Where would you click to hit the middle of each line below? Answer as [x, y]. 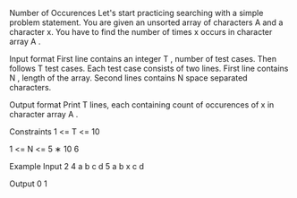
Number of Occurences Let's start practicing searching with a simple [136, 13]
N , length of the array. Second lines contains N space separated [128, 78]
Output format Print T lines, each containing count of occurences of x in [142, 105]
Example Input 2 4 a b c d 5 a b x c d [77, 166]
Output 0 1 [28, 184]
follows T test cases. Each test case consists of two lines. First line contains [149, 68]
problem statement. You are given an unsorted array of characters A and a [146, 22]
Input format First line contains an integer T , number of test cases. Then [143, 59]
